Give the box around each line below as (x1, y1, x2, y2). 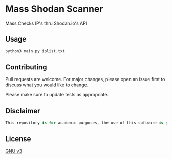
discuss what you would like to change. (5, 82, 89, 88)
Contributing (5, 63, 47, 72)
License (5, 134, 31, 143)
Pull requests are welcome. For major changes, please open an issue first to (5, 76, 165, 83)
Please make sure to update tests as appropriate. (5, 92, 109, 98)
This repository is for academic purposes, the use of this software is (5, 120, 164, 126)
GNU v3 (5, 148, 22, 154)
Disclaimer (5, 106, 40, 115)
